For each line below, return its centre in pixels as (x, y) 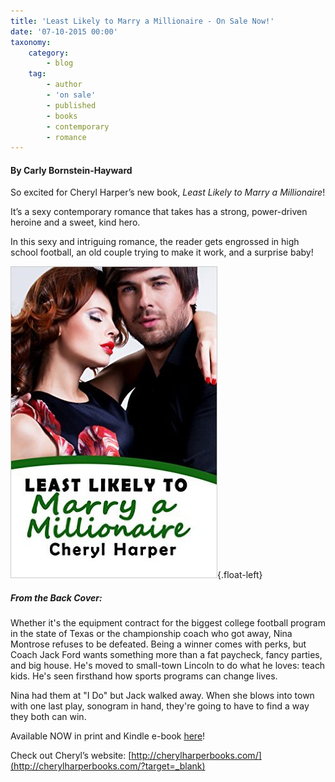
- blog (60, 63)
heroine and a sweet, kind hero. (75, 222)
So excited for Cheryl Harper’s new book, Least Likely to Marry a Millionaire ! (168, 192)
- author (64, 85)
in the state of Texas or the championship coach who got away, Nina (151, 634)
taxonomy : (31, 42)
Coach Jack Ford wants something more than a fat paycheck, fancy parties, (166, 655)
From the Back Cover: (56, 598)
